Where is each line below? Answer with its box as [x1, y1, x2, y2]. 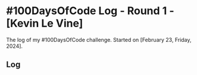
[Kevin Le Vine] [6, 17, 83, 30]
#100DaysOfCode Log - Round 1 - [6, 4, 174, 18]
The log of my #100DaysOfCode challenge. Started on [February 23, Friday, [6, 36, 192, 43]
